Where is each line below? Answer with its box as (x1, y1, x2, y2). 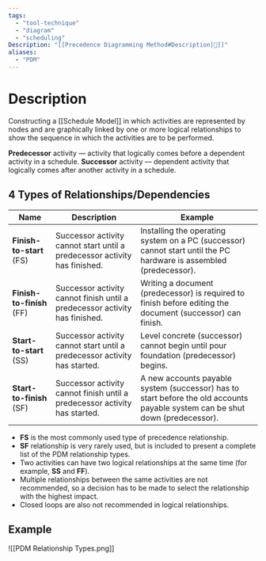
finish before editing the (140, 297, 230, 308)
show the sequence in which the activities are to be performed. (8, 132, 215, 143)
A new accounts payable (140, 372, 232, 384)
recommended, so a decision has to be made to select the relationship (19, 483, 249, 492)
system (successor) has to (140, 382, 240, 393)
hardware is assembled (140, 254, 227, 265)
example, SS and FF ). (19, 466, 90, 475)
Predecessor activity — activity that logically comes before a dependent (8, 148, 245, 158)
